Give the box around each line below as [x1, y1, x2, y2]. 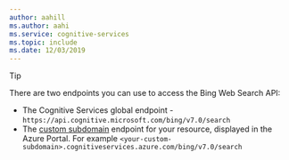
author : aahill [9, 12, 66, 22]
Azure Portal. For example [21, 133, 119, 144]
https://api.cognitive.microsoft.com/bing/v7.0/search [21, 116, 231, 125]
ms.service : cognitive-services [9, 29, 129, 38]
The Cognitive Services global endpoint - [21, 105, 174, 116]
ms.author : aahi [9, 21, 70, 30]
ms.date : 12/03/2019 [9, 46, 87, 55]
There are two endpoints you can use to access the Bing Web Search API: [9, 88, 281, 99]
